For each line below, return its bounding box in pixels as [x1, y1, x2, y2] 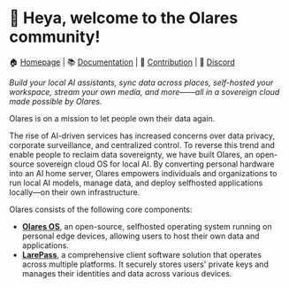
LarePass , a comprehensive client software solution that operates [21, 249, 262, 260]
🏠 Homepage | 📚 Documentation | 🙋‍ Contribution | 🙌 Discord [9, 57, 236, 67]
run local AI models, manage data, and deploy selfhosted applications [9, 177, 263, 188]
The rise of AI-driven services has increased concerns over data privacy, [9, 130, 276, 141]
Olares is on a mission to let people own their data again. [9, 113, 216, 123]
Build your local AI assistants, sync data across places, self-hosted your [9, 77, 274, 88]
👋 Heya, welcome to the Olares [9, 8, 239, 28]
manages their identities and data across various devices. [21, 268, 232, 278]
